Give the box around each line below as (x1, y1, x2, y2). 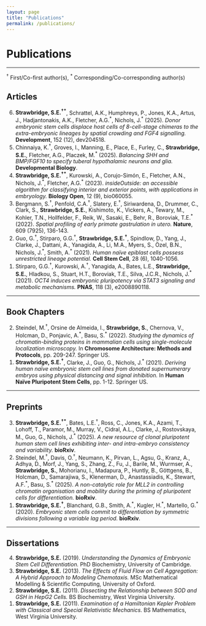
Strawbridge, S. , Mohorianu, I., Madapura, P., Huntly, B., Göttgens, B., (15, 467, 193, 474)
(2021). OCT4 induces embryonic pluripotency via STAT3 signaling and (15, 277, 195, 284)
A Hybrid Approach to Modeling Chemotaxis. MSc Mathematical (15, 574, 178, 581)
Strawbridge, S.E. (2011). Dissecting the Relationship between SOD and (15, 587, 197, 594)
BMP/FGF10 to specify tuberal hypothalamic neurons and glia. (15, 158, 173, 165)
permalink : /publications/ (6, 20, 75, 26)
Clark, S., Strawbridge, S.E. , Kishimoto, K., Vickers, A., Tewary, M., (15, 206, 185, 214)
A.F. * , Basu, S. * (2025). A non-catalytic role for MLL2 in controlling (15, 480, 184, 488)
